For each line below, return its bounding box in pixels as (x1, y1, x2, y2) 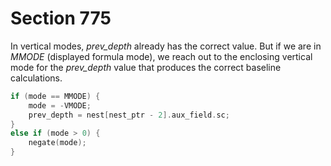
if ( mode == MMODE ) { (10, 91, 101, 101)
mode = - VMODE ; (28, 100, 92, 111)
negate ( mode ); (28, 138, 87, 148)
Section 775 (10, 7, 112, 30)
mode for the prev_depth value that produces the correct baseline (10, 61, 282, 73)
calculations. (10, 72, 63, 84)
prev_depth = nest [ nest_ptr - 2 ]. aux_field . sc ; (28, 110, 230, 120)
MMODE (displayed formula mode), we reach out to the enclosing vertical (10, 50, 313, 62)
